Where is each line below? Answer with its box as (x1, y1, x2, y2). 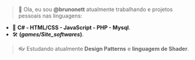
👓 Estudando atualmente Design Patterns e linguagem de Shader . (18, 45, 189, 52)
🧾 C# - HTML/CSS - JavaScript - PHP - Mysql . (12, 24, 131, 31)
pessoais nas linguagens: (18, 12, 83, 19)
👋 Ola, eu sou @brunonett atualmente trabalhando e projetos (18, 6, 173, 13)
